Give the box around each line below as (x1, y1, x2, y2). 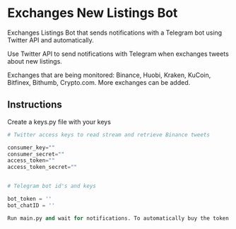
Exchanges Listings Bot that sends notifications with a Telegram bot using (7, 28, 223, 37)
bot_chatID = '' (7, 201, 55, 209)
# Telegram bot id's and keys (7, 182, 97, 190)
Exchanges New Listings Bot (7, 5, 178, 21)
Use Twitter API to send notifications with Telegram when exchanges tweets (7, 49, 230, 58)
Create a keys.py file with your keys (7, 117, 112, 126)
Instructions (7, 99, 62, 111)
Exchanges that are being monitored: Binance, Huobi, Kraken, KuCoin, (7, 71, 211, 79)
